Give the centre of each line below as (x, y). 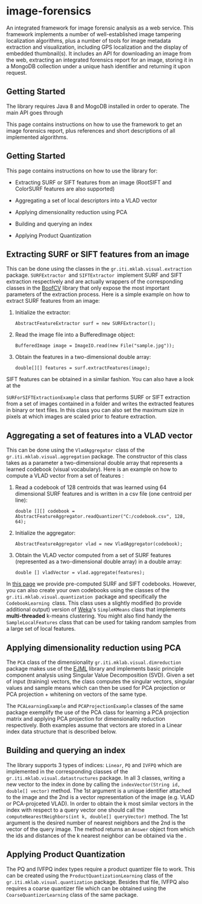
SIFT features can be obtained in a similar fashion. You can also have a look (100, 379)
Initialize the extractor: (43, 312)
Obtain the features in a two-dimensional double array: (83, 357)
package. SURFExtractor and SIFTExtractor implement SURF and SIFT (94, 275)
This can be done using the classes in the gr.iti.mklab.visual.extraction (99, 269)
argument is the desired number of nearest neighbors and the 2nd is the (96, 823)
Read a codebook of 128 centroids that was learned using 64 (91, 487)
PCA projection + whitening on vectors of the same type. (77, 694)
